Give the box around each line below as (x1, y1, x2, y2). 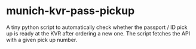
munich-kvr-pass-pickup (6, 4, 135, 18)
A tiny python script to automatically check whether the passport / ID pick (6, 24, 188, 31)
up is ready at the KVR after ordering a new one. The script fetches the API (6, 30, 190, 37)
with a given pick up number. (6, 36, 78, 43)
